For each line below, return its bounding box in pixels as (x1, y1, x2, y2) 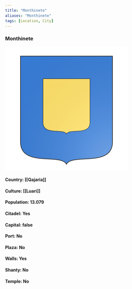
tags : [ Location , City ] (5, 18, 54, 23)
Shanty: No (5, 267, 28, 273)
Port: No (5, 233, 23, 239)
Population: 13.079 (5, 199, 44, 205)
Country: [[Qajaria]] (5, 177, 47, 182)
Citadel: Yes (5, 211, 30, 217)
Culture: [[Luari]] (5, 188, 41, 194)
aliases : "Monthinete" (5, 13, 52, 18)
